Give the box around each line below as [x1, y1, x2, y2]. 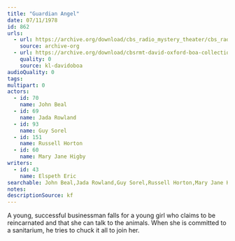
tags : [7, 75, 23, 82]
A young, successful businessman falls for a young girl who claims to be [7, 211, 216, 220]
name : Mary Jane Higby [20, 153, 86, 161]
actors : [7, 88, 30, 95]
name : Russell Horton [20, 140, 83, 147]
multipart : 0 [7, 82, 45, 89]
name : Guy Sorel [20, 127, 68, 134]
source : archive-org [20, 43, 80, 50]
